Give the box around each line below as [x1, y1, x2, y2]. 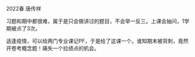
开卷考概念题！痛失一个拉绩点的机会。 [6, 45, 99, 52]
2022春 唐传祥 [6, 5, 41, 12]
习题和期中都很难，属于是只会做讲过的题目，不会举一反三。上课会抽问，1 [6, 18, 184, 25]
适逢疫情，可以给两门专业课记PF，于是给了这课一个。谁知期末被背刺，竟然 [6, 38, 189, 44]
